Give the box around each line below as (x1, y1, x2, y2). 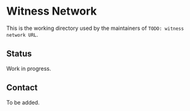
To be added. (6, 99, 40, 106)
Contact (6, 82, 38, 93)
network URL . (6, 30, 38, 38)
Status (6, 49, 32, 59)
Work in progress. (6, 65, 51, 72)
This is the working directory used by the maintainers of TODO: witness (6, 24, 185, 32)
